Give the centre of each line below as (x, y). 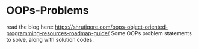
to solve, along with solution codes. (50, 39)
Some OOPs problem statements (152, 33)
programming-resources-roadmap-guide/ (58, 33)
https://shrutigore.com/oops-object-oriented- (112, 27)
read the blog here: (30, 27)
